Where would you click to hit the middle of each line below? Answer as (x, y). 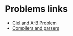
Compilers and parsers (36, 28)
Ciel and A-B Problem (34, 23)
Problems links (36, 9)
